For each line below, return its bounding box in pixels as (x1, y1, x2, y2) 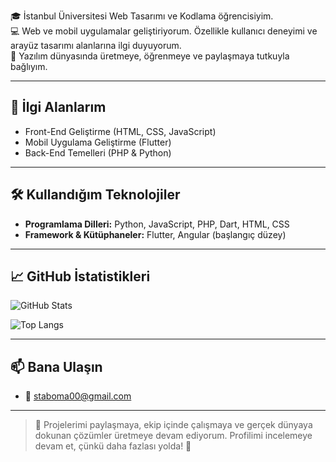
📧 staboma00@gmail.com (24, 390, 132, 402)
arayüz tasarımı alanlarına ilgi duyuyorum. (10, 40, 182, 51)
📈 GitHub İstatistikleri (10, 268, 151, 285)
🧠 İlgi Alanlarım (10, 99, 107, 116)
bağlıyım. (10, 61, 48, 72)
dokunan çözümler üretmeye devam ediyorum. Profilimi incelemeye (34, 430, 313, 442)
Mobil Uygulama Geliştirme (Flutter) (24, 136, 172, 148)
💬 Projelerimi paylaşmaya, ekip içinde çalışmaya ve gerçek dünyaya (34, 419, 313, 431)
